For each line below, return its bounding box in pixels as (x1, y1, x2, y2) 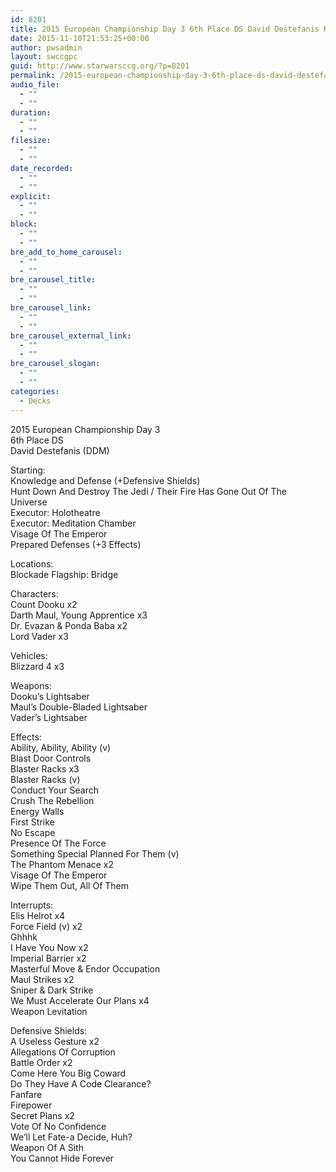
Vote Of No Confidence (10, 1120, 107, 1132)
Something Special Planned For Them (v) (10, 847, 180, 860)
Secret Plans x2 (10, 1109, 75, 1121)
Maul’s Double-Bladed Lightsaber (10, 701, 148, 713)
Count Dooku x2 (10, 598, 78, 610)
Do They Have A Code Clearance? (10, 1077, 152, 1090)
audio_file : (10, 80, 60, 90)
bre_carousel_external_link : (10, 331, 132, 341)
